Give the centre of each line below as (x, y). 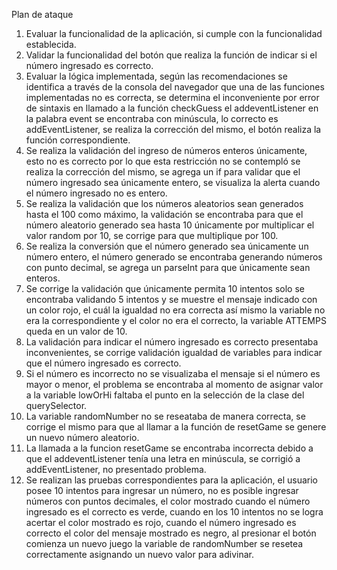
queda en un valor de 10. (76, 331)
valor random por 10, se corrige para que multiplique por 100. (152, 235)
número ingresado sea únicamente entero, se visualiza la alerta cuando (173, 182)
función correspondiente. (78, 140)
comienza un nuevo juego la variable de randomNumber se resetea (164, 543)
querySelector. (56, 405)
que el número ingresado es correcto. (103, 363)
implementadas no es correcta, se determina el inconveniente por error (172, 97)
